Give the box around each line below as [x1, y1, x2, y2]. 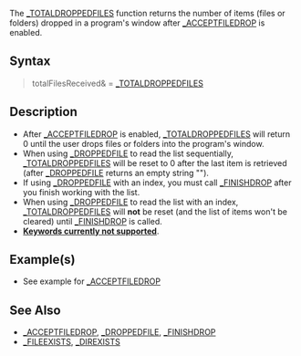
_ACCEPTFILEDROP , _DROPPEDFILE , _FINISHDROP [22, 327, 216, 338]
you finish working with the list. [22, 186, 140, 197]
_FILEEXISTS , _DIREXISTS [22, 337, 121, 348]
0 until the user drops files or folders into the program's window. [22, 138, 265, 149]
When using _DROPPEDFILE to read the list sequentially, [22, 148, 234, 159]
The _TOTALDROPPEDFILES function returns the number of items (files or [9, 8, 285, 18]
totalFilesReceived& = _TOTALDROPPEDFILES [31, 78, 203, 89]
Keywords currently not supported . [22, 225, 160, 236]
